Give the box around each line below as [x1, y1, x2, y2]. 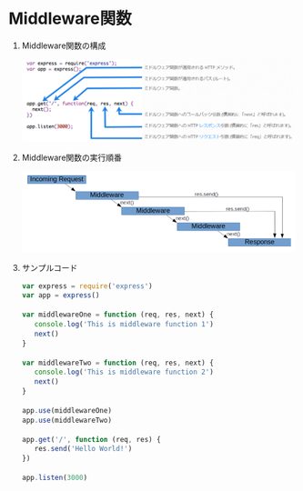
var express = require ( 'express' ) [21, 281, 153, 291]
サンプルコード [21, 262, 78, 273]
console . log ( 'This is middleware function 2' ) [34, 367, 215, 377]
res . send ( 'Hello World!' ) [34, 445, 133, 454]
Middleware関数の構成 [21, 40, 106, 51]
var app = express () [21, 291, 100, 300]
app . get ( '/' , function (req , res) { [21, 435, 161, 444]
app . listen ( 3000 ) [21, 474, 88, 483]
